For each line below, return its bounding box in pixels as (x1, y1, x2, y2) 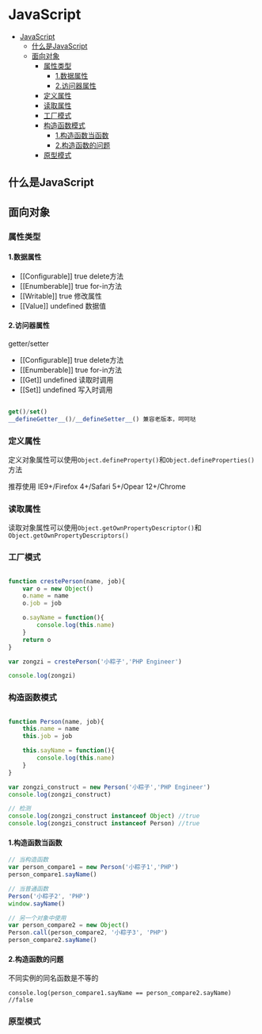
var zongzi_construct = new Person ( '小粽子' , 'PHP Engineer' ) (8, 783, 211, 791)
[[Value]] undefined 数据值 (19, 301, 107, 310)
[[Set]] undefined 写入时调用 (19, 385, 113, 394)
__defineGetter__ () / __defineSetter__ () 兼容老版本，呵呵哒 (8, 415, 196, 423)
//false (8, 996, 34, 1005)
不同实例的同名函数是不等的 (8, 974, 99, 983)
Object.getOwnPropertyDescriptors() (8, 532, 129, 540)
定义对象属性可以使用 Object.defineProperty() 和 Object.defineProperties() (8, 455, 255, 465)
